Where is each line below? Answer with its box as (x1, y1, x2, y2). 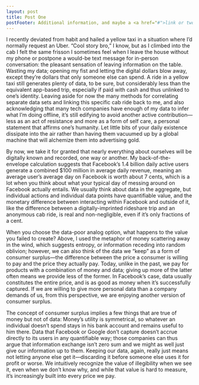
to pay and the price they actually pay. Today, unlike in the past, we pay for (6, 260, 189, 267)
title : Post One (6, 14, 46, 20)
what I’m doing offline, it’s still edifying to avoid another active (6, 111, 157, 118)
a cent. (6, 217, 23, 224)
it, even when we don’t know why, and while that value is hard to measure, (6, 366, 188, 373)
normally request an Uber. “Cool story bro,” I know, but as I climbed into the (6, 42, 191, 49)
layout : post (6, 8, 38, 15)
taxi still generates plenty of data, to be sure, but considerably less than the (6, 80, 191, 87)
